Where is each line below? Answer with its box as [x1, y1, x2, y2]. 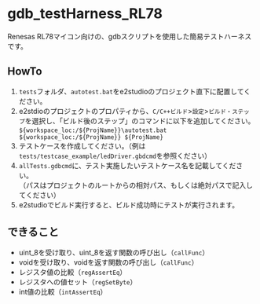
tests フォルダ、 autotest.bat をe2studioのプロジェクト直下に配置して [18, 86, 244, 96]
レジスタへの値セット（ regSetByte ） [18, 277, 137, 287]
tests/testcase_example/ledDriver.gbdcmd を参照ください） [18, 151, 211, 160]
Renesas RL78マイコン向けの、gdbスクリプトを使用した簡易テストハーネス [7, 31, 252, 41]
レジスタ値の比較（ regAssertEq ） [18, 267, 127, 277]
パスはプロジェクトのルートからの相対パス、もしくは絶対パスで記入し [25, 180, 253, 189]
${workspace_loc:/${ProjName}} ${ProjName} [18, 133, 164, 141]
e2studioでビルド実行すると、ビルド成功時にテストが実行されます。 [18, 200, 240, 209]
